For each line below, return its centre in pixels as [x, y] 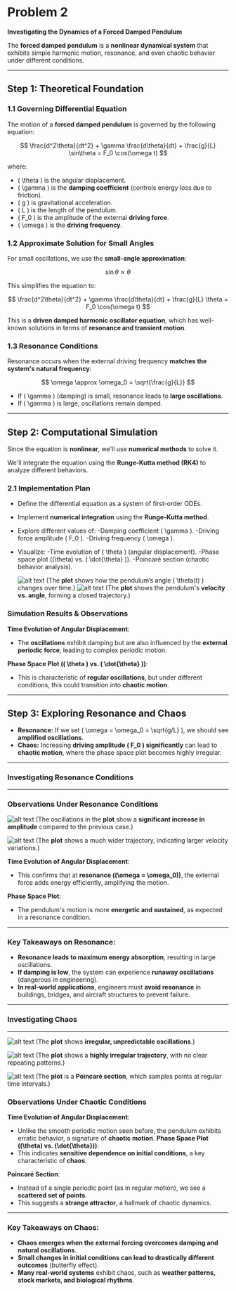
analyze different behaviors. [48, 470]
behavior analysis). [45, 567]
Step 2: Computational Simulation [83, 432]
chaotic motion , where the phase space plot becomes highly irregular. [119, 753]
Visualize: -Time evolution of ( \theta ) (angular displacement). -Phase [118, 552]
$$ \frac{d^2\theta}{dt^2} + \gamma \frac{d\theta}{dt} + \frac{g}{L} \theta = [118, 299]
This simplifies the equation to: [52, 285]
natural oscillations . [47, 1250]
